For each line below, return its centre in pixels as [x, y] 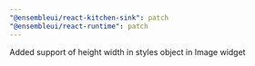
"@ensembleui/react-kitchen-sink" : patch [89, 18]
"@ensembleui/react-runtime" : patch [79, 26]
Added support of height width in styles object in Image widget [127, 52]
